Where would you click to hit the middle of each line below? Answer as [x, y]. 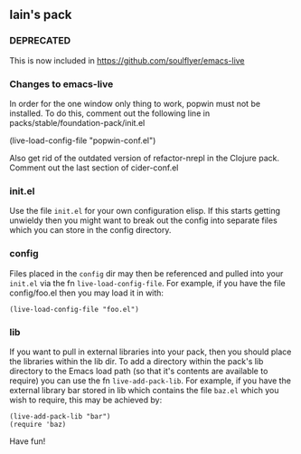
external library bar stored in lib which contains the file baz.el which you [144, 390]
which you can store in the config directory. [90, 230]
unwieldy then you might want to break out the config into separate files [143, 220]
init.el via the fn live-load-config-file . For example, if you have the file [148, 283]
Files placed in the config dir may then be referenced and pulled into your [146, 273]
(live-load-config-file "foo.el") [75, 309]
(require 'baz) [38, 424]
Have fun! [28, 441]
